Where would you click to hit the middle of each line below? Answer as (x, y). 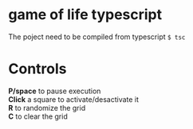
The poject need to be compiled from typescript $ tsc (97, 37)
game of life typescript (85, 15)
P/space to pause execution (55, 91)
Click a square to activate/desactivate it (74, 99)
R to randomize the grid (47, 107)
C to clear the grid (38, 116)
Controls (37, 69)
